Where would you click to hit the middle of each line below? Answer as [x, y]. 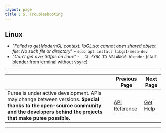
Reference [125, 109]
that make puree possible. [39, 118]
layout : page [19, 10]
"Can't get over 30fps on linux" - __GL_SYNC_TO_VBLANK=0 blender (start [84, 57]
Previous [126, 79]
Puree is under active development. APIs [55, 93]
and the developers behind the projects [55, 112]
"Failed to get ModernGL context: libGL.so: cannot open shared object [84, 46]
